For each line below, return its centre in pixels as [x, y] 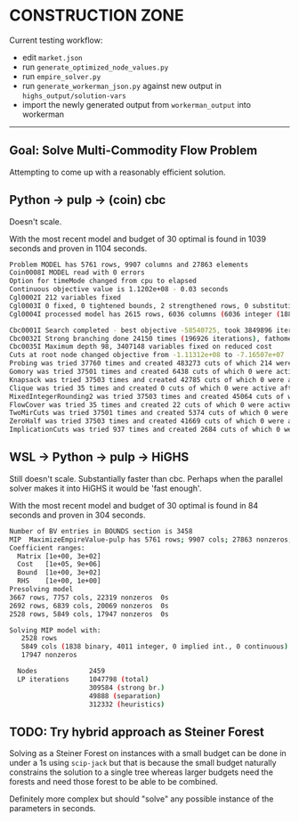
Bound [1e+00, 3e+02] [59, 573]
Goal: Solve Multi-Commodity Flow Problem [133, 151]
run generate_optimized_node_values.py [95, 67]
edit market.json [52, 57]
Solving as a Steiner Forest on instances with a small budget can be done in [148, 753]
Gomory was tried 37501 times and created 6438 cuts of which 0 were [141, 372]
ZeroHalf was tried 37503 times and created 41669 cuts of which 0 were [147, 421]
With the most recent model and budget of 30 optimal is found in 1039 [138, 239]
